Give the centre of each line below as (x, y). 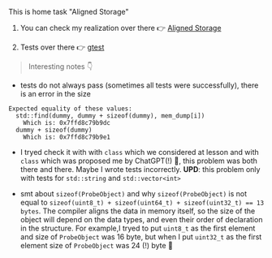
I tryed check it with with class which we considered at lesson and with (140, 152)
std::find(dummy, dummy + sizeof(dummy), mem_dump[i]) (110, 116)
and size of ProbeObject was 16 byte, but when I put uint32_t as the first (141, 237)
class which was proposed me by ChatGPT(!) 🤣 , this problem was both (139, 161)
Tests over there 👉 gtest (62, 47)
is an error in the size (55, 94)
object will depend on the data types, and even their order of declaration (141, 219)
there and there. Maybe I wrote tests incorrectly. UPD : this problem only (140, 169)
